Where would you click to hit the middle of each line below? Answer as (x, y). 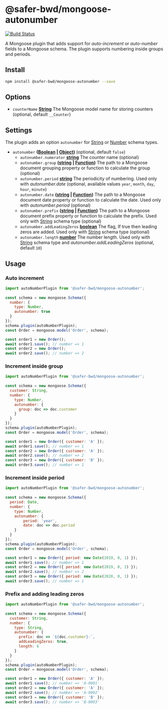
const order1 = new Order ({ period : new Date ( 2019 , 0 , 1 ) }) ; (71, 558)
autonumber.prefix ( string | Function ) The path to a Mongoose (85, 211)
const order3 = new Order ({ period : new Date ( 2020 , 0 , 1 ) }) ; (71, 577)
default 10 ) (31, 248)
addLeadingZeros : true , (43, 642)
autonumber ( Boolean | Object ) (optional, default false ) (69, 152)
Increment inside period (35, 478)
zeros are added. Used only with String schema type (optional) (85, 232)
